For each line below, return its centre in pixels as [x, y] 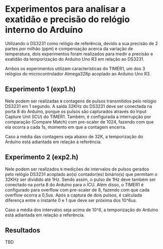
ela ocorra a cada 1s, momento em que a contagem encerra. [66, 127]
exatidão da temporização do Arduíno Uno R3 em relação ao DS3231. [75, 59]
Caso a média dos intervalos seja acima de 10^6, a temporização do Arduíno [82, 210]
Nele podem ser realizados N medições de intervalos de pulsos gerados [77, 169]
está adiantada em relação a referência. [45, 215]
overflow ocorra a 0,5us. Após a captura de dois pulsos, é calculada [74, 195]
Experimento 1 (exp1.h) [40, 89]
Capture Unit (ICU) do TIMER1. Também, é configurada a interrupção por [78, 117]
